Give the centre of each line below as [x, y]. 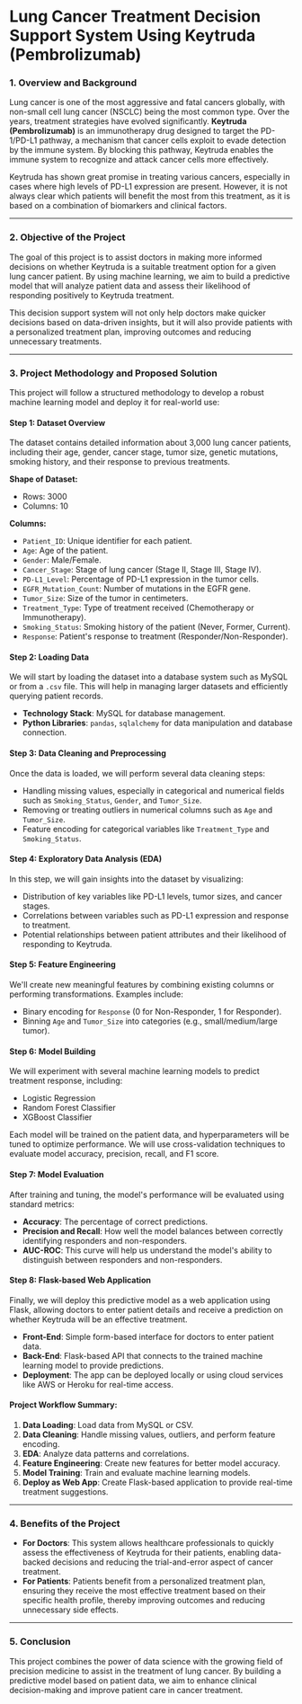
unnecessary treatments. [56, 341]
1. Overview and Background [73, 83]
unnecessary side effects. [70, 1610]
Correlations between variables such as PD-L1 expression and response [155, 915]
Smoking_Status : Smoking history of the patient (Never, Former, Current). [156, 627]
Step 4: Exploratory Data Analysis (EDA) [86, 859]
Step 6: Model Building [53, 1051]
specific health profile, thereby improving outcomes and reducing [143, 1601]
